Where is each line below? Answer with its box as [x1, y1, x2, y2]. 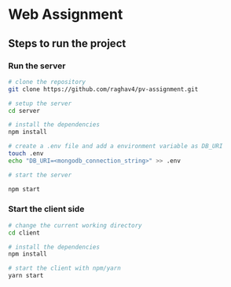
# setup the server [8, 100, 72, 107]
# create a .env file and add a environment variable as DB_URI [8, 143, 223, 151]
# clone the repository [8, 78, 86, 85]
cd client [8, 229, 41, 237]
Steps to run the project [8, 37, 126, 50]
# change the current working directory [8, 221, 143, 229]
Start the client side [8, 204, 85, 215]
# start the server [8, 171, 72, 179]
